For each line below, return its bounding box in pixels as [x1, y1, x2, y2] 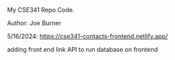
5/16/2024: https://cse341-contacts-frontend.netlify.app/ [7, 32, 168, 40]
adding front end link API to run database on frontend [7, 46, 158, 53]
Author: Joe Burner [7, 19, 62, 27]
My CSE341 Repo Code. [7, 6, 75, 14]
